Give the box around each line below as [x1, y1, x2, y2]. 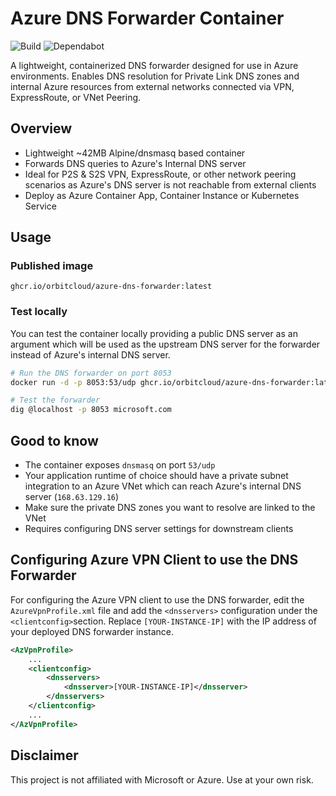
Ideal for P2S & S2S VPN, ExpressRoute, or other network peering [24, 168, 297, 180]
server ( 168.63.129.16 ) [24, 491, 120, 503]
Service [24, 200, 57, 212]
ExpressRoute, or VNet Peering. [10, 91, 142, 103]
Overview [10, 120, 73, 137]
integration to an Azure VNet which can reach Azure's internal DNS [24, 480, 302, 492]
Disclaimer [10, 747, 79, 764]
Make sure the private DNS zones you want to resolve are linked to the [24, 502, 316, 514]
